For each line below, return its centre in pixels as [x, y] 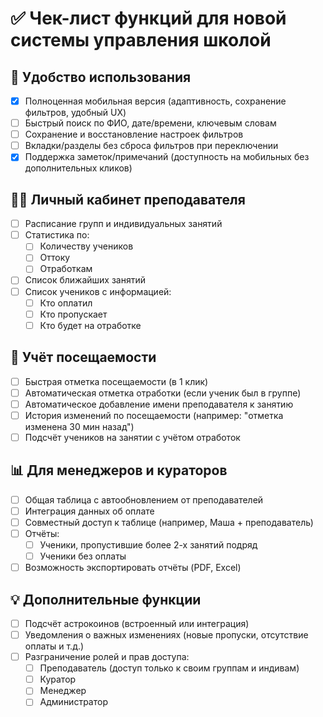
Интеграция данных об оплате [89, 511]
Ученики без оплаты [83, 556]
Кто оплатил [66, 303]
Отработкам [66, 269]
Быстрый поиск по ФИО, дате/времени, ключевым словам [150, 123]
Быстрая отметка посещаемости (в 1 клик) [116, 381]
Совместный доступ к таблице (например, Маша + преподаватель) [169, 522]
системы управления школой [141, 40]
